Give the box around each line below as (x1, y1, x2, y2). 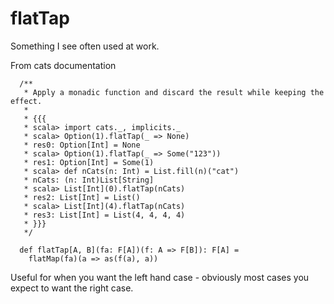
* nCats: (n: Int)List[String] (23, 175, 155, 185)
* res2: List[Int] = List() (23, 192, 141, 202)
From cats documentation (10, 59, 117, 71)
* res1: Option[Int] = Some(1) (23, 157, 155, 167)
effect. (10, 96, 43, 106)
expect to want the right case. (10, 282, 134, 294)
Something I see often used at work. (10, 40, 160, 52)
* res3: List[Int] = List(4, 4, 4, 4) (23, 210, 186, 220)
